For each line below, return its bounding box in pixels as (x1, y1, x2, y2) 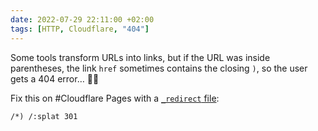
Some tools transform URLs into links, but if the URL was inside (10, 51, 271, 63)
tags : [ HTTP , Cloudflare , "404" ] (10, 24, 150, 34)
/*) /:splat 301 (10, 111, 78, 121)
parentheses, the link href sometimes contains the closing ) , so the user (10, 62, 308, 74)
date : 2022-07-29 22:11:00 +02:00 (10, 14, 155, 25)
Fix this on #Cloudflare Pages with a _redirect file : (10, 92, 220, 104)
